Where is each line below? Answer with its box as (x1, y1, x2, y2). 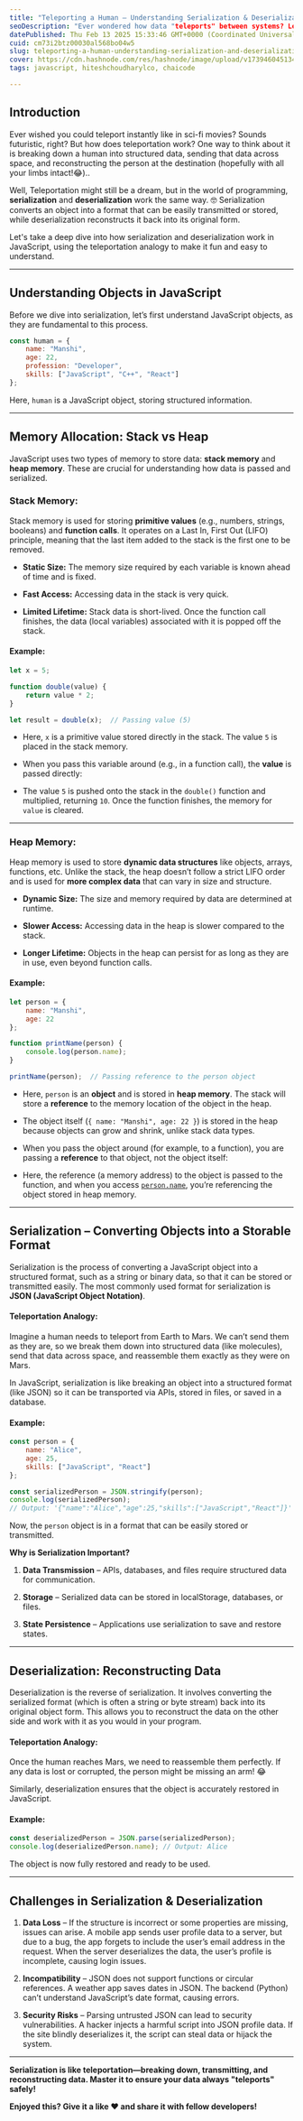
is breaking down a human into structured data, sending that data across (9, 148, 280, 159)
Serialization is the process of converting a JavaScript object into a (9, 1261, 259, 1273)
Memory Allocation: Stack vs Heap (9, 430, 209, 445)
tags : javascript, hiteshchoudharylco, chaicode (9, 64, 196, 73)
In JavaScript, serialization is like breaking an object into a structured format (9, 1377, 292, 1388)
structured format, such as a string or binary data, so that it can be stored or (9, 1271, 293, 1282)
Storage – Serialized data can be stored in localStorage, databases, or (22, 1592, 284, 1603)
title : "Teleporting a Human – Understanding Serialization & (9, 13, 248, 23)
